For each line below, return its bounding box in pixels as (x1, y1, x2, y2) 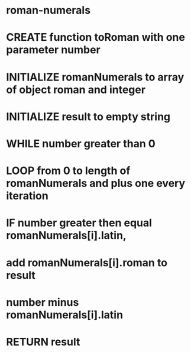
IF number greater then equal (6, 217, 153, 230)
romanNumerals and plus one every (6, 177, 186, 190)
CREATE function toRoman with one (6, 31, 185, 44)
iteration (6, 189, 48, 203)
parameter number (6, 43, 101, 57)
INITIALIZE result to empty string (6, 110, 171, 123)
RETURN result (6, 335, 80, 348)
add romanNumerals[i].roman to (6, 256, 167, 269)
